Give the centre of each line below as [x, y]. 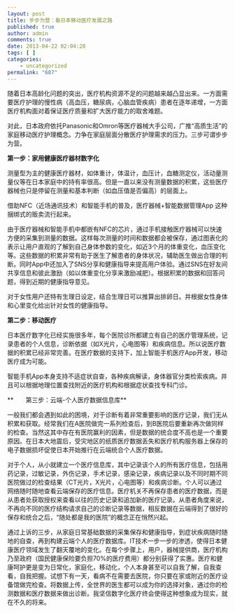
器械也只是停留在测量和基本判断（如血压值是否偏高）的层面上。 [99, 191]
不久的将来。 [31, 602]
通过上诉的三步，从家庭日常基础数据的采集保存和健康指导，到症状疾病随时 [114, 532]
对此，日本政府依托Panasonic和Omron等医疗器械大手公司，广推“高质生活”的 [117, 125]
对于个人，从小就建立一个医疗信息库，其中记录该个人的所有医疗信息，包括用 [117, 464]
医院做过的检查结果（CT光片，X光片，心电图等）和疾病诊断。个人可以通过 [115, 482]
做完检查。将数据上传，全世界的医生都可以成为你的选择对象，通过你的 [120, 584]
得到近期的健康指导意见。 [56, 282]
